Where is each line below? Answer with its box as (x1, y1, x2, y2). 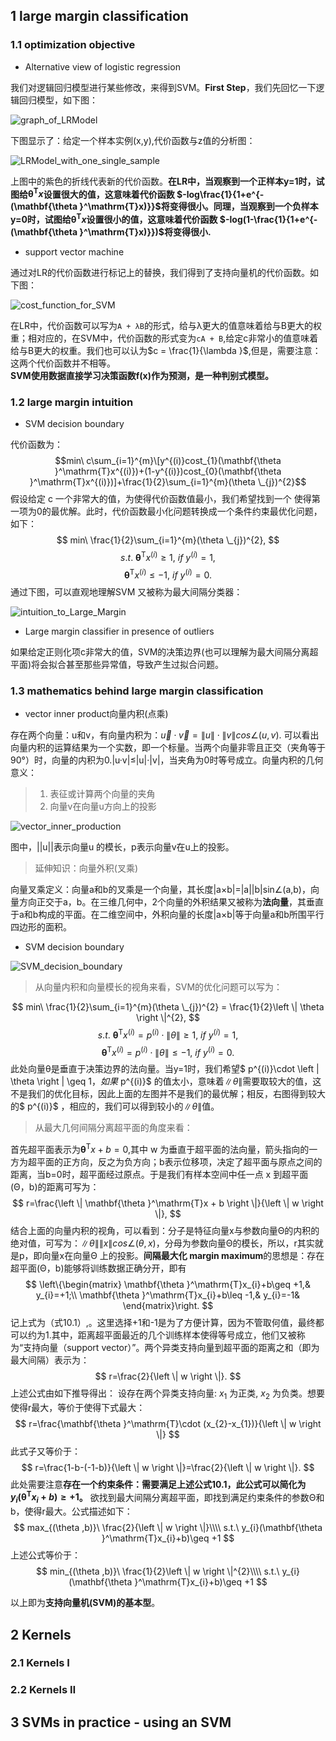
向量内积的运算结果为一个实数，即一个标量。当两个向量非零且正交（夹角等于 (10, 741, 326, 753)
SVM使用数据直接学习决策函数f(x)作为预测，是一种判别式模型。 (10, 370, 274, 381)
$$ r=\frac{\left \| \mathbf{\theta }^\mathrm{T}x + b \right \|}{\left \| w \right (12, 1197, 324, 1209)
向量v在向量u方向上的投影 (49, 800, 157, 812)
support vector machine (24, 246, 125, 258)
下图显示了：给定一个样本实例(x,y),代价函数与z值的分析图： (10, 134, 256, 146)
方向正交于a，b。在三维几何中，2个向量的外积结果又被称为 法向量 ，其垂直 (18, 895, 324, 908)
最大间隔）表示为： (10, 1354, 90, 1366)
